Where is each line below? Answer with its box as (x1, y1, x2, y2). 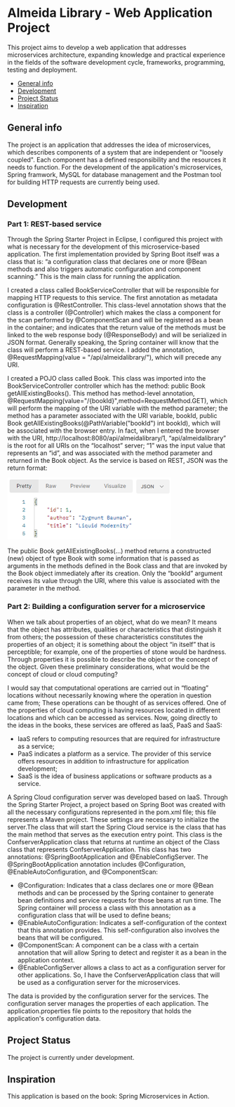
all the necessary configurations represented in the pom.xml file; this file (7, 808, 217, 816)
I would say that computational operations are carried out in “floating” (7, 683, 209, 692)
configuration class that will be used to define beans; (17, 911, 171, 919)
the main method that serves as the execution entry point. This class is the (7, 830, 222, 839)
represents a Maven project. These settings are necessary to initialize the (7, 815, 220, 823)
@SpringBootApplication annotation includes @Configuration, (7, 860, 186, 868)
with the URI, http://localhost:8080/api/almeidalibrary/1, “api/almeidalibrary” (7, 434, 227, 443)
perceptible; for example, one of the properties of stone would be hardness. (7, 648, 227, 656)
